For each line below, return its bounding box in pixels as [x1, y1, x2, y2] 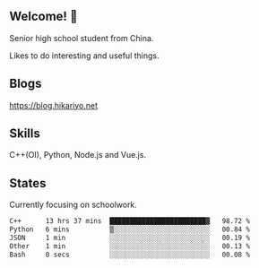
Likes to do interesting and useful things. [9, 50, 160, 61]
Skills [9, 126, 40, 142]
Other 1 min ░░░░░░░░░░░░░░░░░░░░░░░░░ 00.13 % [9, 241, 251, 251]
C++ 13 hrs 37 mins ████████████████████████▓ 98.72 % [9, 217, 251, 226]
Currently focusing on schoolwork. [9, 199, 137, 211]
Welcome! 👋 [9, 9, 78, 24]
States [9, 176, 47, 191]
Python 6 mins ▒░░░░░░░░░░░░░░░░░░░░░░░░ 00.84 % [9, 225, 251, 234]
